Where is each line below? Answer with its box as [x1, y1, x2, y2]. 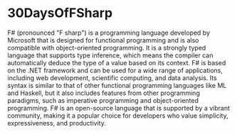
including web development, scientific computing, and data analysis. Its [7, 73, 217, 82]
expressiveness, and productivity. [7, 118, 107, 127]
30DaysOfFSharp [7, 5, 112, 21]
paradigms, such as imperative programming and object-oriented [7, 96, 199, 104]
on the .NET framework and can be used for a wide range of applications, [7, 66, 223, 74]
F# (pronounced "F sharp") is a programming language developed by [7, 28, 211, 37]
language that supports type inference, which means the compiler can [7, 51, 214, 60]
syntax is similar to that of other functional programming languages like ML [7, 81, 227, 89]
